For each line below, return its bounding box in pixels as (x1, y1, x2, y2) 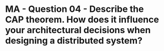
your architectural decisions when (5, 25, 151, 36)
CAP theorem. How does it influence (5, 14, 159, 25)
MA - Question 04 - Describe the (5, 3, 144, 15)
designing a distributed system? (5, 35, 143, 47)
